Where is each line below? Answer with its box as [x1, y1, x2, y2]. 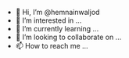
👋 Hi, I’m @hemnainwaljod [15, 8, 100, 16]
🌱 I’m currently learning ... [15, 24, 99, 33]
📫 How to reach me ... [15, 42, 88, 50]
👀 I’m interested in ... [15, 16, 82, 25]
